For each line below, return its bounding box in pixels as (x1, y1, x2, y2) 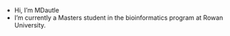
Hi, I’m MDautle (14, 6, 59, 14)
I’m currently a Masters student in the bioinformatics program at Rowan (14, 13, 224, 22)
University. (14, 21, 46, 29)
